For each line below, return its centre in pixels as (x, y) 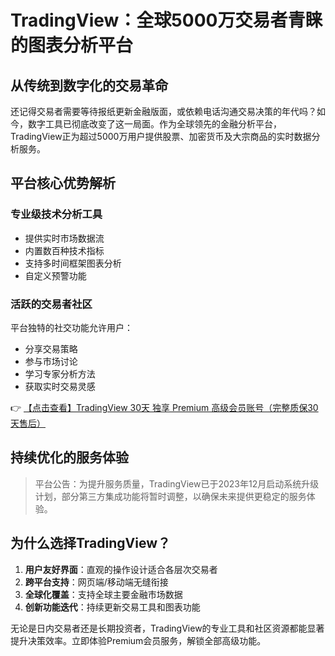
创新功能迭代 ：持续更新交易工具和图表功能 (112, 607)
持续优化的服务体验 (69, 457)
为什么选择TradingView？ (90, 543)
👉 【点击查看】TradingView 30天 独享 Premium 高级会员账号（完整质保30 (164, 407)
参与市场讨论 (51, 361)
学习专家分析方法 (60, 373)
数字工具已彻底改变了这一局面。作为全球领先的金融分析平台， (154, 124)
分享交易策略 (51, 348)
